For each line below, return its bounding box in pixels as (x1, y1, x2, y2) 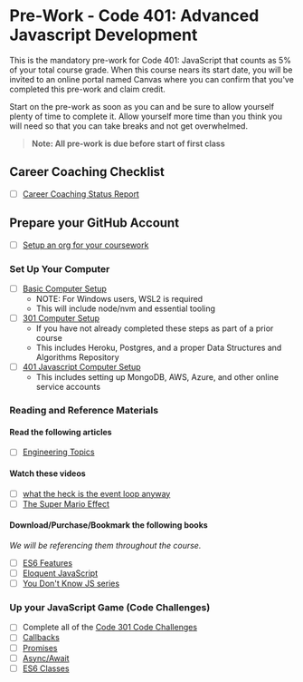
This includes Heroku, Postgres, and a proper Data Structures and (35, 342, 282, 354)
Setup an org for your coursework (22, 239, 149, 250)
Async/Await (22, 652, 70, 663)
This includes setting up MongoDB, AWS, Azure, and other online (35, 372, 279, 383)
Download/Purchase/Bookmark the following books (9, 520, 208, 531)
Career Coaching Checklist (9, 164, 166, 180)
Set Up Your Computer (9, 262, 110, 275)
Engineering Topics (22, 446, 95, 458)
